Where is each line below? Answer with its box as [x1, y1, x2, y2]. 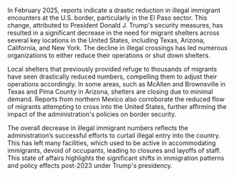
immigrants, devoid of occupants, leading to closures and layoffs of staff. [7, 147, 222, 154]
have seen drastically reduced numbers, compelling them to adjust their [7, 72, 218, 81]
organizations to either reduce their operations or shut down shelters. [7, 51, 211, 59]
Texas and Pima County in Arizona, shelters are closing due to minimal [7, 88, 214, 96]
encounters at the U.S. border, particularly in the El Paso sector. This [7, 13, 207, 22]
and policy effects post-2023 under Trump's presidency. [7, 161, 173, 169]
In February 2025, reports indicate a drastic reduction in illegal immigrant [7, 6, 221, 14]
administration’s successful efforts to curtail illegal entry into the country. [7, 131, 221, 139]
